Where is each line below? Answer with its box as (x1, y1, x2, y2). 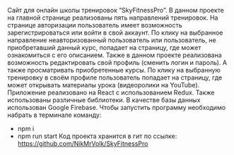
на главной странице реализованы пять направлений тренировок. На (7, 13, 218, 22)
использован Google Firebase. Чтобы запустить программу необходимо (7, 104, 226, 111)
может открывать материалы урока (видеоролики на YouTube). (7, 81, 200, 89)
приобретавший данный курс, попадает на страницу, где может (7, 44, 201, 51)
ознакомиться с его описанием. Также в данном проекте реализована (7, 51, 223, 59)
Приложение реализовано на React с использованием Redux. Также (7, 88, 215, 97)
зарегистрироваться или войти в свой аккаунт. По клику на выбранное (7, 28, 223, 37)
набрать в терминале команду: (7, 111, 102, 119)
